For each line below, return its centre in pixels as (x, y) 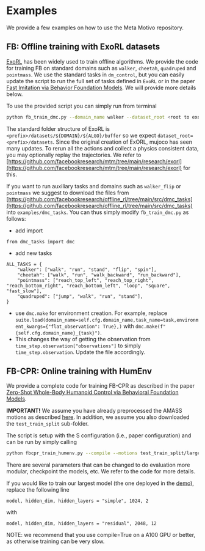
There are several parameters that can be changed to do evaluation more (98, 465)
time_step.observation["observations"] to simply (78, 346)
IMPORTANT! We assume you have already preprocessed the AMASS (94, 411)
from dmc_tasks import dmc (41, 242)
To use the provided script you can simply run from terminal (81, 106)
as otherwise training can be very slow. (56, 541)
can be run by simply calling (42, 442)
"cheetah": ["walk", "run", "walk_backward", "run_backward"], (99, 275)
